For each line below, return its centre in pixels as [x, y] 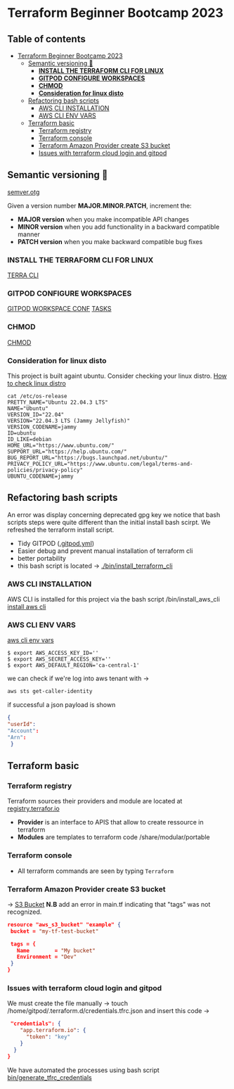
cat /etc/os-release [38, 396]
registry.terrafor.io [33, 809]
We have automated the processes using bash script [83, 1070]
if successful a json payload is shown [61, 705]
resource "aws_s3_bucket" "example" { [64, 924]
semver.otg [24, 192]
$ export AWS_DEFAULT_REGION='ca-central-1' [73, 665]
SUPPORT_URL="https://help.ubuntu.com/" [67, 452]
